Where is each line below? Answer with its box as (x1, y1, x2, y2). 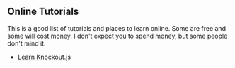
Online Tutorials (7, 6, 79, 18)
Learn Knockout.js (17, 53, 71, 61)
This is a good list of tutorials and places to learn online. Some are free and (7, 24, 227, 32)
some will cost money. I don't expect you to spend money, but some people (7, 32, 228, 40)
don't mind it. (7, 39, 46, 48)
